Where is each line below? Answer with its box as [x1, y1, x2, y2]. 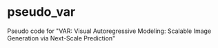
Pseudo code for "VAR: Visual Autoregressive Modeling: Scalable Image [7, 27, 212, 35]
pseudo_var [7, 4, 76, 20]
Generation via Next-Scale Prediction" [7, 34, 116, 42]
